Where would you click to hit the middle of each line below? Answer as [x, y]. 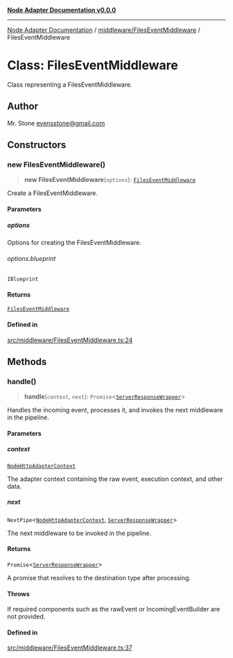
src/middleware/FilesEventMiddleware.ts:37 [70, 648]
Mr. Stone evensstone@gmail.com [56, 123]
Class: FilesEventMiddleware [93, 66]
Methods [27, 362]
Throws [18, 593]
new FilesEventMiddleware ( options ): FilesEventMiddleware [110, 180]
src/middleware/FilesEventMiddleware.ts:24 [70, 340]
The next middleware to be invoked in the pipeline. [79, 533]
